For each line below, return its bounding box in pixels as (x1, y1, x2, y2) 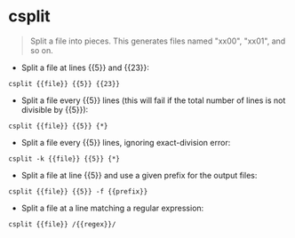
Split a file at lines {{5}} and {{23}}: (20, 62, 150, 73)
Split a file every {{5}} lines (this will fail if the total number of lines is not (20, 95, 286, 106)
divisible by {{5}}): (20, 104, 89, 115)
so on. (29, 44, 54, 55)
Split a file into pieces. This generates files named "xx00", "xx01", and (29, 36, 286, 46)
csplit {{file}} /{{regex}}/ (8, 219, 116, 228)
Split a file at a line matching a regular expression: (20, 202, 204, 213)
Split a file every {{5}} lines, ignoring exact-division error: (20, 137, 231, 147)
